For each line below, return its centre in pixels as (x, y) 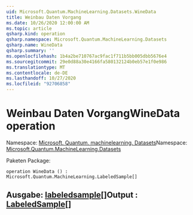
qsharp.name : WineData (34, 45)
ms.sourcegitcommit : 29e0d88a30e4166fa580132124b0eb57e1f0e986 (87, 62)
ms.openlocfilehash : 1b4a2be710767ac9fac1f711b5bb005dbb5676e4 (87, 56)
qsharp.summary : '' (30, 51)
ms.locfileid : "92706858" (38, 84)
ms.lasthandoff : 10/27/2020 (41, 78)
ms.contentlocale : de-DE (37, 73)
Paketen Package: (28, 160)
